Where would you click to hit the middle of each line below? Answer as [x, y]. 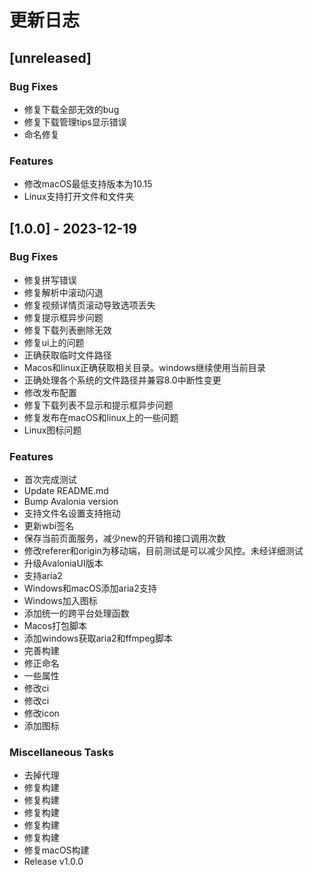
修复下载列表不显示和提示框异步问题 [98, 405]
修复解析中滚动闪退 [63, 292]
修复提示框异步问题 [63, 317]
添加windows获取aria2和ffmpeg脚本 [98, 638]
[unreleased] [50, 57]
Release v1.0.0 [53, 862]
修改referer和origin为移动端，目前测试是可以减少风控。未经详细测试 [163, 551]
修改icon [41, 713]
